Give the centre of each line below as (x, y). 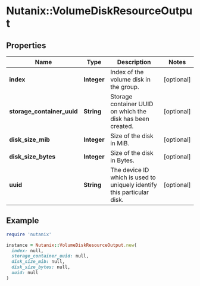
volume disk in (130, 80)
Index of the (127, 72)
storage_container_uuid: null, (50, 256)
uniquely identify (133, 185)
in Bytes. (122, 160)
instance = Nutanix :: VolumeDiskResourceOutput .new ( (71, 245)
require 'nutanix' (29, 234)
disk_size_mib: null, (38, 262)
